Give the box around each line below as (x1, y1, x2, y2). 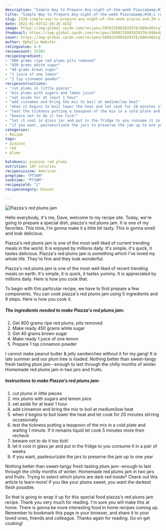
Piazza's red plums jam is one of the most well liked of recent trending (5, 265, 148, 271)
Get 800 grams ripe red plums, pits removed (12, 320, 103, 326)
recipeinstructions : (5, 81, 48, 86)
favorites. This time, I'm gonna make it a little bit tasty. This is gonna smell (5, 225, 156, 231)
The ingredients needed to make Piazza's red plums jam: (5, 307, 124, 313)
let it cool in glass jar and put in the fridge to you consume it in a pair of (12, 443, 158, 449)
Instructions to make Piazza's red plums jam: (5, 378, 100, 384)
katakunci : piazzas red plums (5, 159, 68, 164)
